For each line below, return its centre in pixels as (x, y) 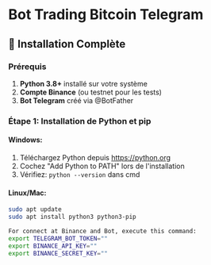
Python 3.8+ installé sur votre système (84, 83)
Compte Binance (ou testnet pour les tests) (91, 92)
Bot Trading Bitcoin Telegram (106, 15)
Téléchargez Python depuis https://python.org (95, 157)
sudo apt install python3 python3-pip (72, 217)
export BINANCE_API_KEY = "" (53, 246)
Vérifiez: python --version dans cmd (80, 175)
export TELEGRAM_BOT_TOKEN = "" (58, 238)
